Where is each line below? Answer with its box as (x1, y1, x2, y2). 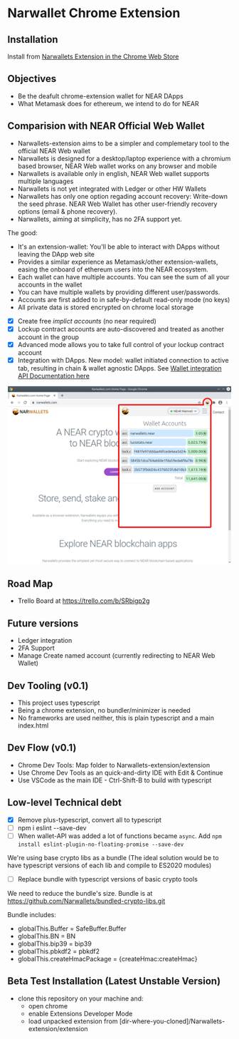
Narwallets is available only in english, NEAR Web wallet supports (17, 169, 210, 177)
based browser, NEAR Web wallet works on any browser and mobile (17, 162, 217, 170)
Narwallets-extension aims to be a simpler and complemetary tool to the (17, 139, 230, 148)
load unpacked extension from (28, 1017, 118, 1025)
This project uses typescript (17, 698, 100, 707)
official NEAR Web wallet (17, 146, 91, 155)
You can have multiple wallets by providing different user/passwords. (17, 287, 221, 296)
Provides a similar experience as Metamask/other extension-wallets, (17, 257, 218, 266)
